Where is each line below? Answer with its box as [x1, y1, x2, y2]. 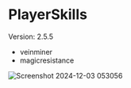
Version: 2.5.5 [8, 32, 54, 41]
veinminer [19, 47, 53, 56]
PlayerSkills [8, 6, 87, 24]
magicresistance [19, 55, 75, 65]
